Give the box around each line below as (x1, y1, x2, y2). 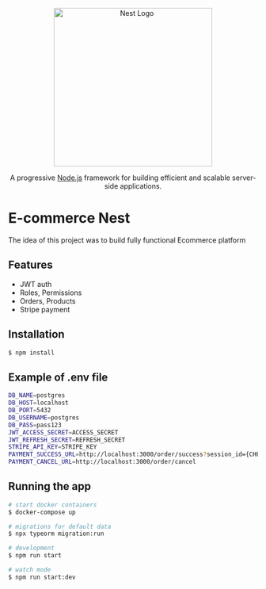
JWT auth (19, 279, 52, 289)
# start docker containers (8, 500, 97, 509)
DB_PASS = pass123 (8, 421, 62, 429)
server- (232, 173, 256, 182)
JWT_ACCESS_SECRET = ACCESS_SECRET (8, 428, 119, 436)
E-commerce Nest (8, 209, 131, 228)
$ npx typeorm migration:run (8, 530, 104, 538)
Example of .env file (8, 370, 108, 384)
